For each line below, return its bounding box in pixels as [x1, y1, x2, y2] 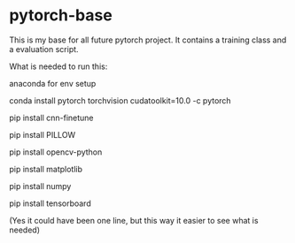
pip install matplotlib [9, 163, 82, 174]
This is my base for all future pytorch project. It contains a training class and [9, 34, 287, 45]
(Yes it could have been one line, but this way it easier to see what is [9, 215, 259, 225]
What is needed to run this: [9, 61, 108, 72]
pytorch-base [9, 5, 113, 26]
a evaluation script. [9, 43, 79, 54]
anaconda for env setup [9, 78, 97, 88]
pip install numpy [9, 180, 72, 191]
